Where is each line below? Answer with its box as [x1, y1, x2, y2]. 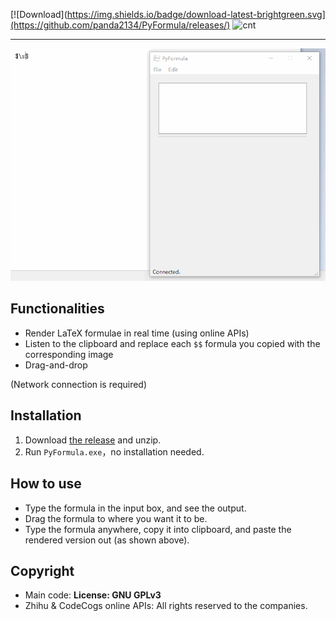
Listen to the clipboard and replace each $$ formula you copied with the [24, 337, 321, 349]
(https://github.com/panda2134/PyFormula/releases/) [10, 19, 231, 31]
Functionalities [10, 300, 105, 318]
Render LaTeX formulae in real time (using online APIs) [24, 327, 250, 339]
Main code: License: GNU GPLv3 [24, 589, 162, 601]
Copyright [10, 562, 75, 579]
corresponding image [24, 348, 114, 360]
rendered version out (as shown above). [24, 534, 190, 546]
